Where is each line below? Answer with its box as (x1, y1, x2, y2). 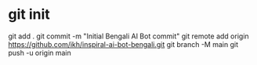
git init (8, 5, 51, 23)
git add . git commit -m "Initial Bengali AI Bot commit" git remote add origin (8, 31, 249, 41)
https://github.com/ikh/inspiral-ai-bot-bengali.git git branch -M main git (8, 39, 239, 49)
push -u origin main (8, 48, 72, 57)
